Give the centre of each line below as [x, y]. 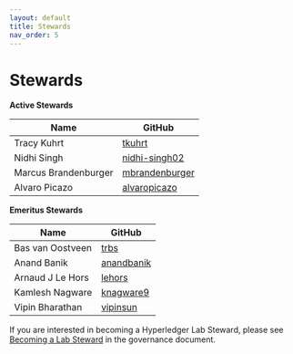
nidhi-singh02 [153, 158]
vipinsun [120, 307]
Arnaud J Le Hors [51, 277]
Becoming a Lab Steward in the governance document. [113, 339]
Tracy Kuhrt [39, 143]
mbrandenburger [159, 172]
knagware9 [126, 293]
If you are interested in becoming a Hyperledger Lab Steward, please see [146, 330]
